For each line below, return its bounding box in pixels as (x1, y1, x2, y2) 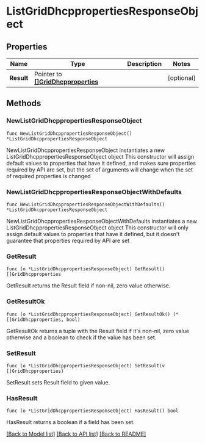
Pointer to (34, 70, 62, 78)
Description (127, 60, 162, 68)
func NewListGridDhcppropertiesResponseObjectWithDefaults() (6, 201, 165, 207)
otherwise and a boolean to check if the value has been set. (6, 334, 157, 341)
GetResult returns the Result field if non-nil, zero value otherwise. (6, 282, 171, 289)
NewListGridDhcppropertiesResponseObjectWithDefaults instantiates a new (6, 217, 197, 225)
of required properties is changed (6, 172, 91, 179)
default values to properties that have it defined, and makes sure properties (6, 159, 196, 167)
